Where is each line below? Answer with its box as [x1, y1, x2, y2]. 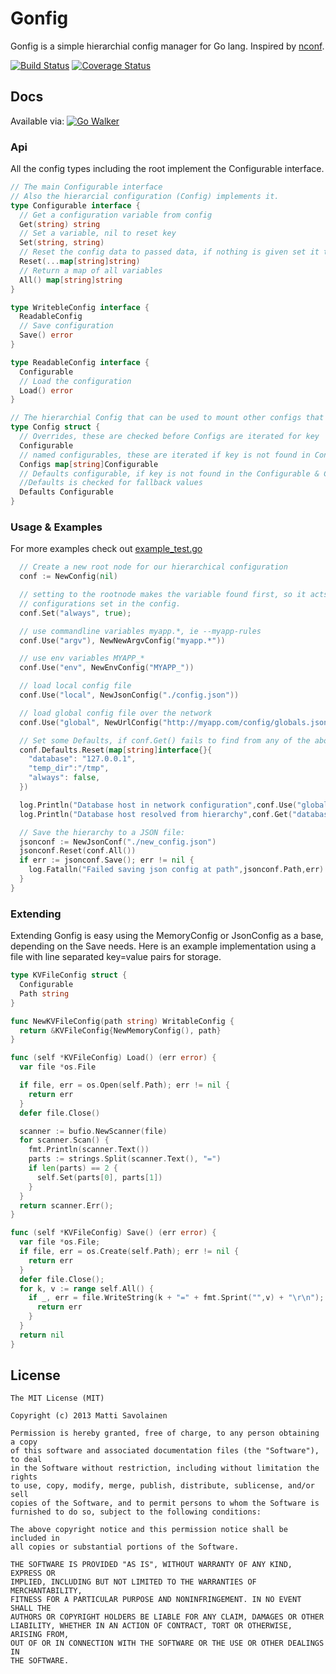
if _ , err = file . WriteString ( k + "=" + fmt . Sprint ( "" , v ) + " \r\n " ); [28, 1293, 325, 1303]
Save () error [19, 330, 74, 341]
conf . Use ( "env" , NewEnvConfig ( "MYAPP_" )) [19, 663, 195, 673]
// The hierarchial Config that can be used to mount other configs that [10, 413, 325, 423]
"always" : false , [28, 773, 101, 783]
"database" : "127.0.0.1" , [28, 754, 137, 764]
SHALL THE [10, 1603, 52, 1614]
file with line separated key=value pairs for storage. [10, 951, 222, 963]
